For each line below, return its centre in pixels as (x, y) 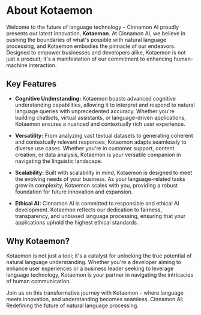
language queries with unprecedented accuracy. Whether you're (95, 111)
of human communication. (38, 281)
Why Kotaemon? (38, 241)
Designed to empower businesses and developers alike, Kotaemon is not (96, 52)
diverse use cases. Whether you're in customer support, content (95, 148)
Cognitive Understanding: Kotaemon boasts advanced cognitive (95, 98)
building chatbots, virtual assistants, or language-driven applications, (100, 117)
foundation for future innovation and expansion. (74, 192)
